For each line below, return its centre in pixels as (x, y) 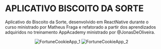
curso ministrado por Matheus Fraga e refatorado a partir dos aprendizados (80, 27)
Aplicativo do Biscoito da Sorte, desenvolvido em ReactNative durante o (77, 22)
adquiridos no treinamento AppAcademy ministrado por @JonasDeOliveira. (80, 32)
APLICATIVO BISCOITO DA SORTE (74, 8)
